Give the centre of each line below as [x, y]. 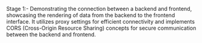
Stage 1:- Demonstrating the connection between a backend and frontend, [99, 9]
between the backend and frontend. [51, 35]
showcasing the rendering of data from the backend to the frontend [91, 15]
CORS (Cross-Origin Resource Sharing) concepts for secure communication [101, 28]
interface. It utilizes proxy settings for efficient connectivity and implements [101, 21]
